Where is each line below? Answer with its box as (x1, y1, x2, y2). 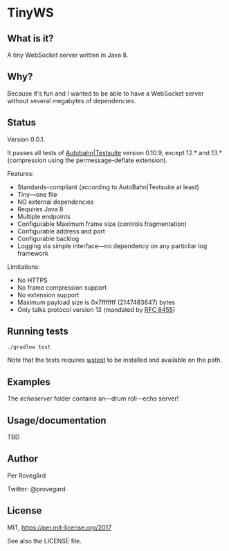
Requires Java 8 (17, 204, 64, 213)
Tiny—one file (17, 190, 57, 198)
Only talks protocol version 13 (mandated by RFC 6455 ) (17, 305, 176, 313)
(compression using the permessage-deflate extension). (7, 156, 168, 164)
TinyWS (7, 5, 54, 21)
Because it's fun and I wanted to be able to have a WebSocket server (7, 89, 204, 98)
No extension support (17, 290, 80, 299)
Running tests (7, 326, 69, 338)
